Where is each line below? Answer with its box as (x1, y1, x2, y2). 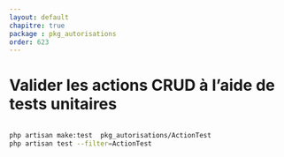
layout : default (9, 12, 69, 22)
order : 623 (9, 37, 50, 47)
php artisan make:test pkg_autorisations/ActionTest (9, 131, 212, 140)
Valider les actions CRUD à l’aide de (9, 76, 276, 95)
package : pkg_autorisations (9, 29, 117, 38)
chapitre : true (9, 21, 65, 30)
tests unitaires (9, 94, 118, 115)
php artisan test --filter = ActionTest (9, 139, 152, 148)
